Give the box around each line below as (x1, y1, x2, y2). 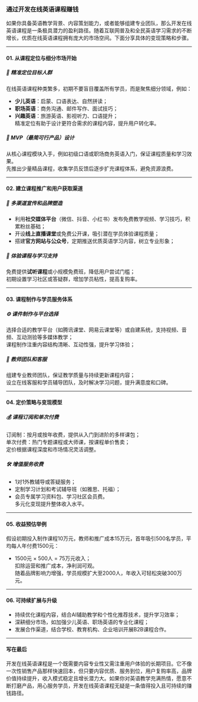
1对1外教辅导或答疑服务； (14, 478, 77, 485)
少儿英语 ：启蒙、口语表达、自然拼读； (14, 97, 108, 104)
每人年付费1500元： (11, 542, 60, 549)
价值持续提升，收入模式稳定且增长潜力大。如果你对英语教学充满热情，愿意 (6, 675, 187, 682)
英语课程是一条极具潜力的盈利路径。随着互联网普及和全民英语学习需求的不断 (6, 27, 192, 34)
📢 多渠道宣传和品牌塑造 (6, 200, 63, 207)
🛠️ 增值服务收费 (6, 461, 44, 468)
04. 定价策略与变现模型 (6, 399, 62, 406)
